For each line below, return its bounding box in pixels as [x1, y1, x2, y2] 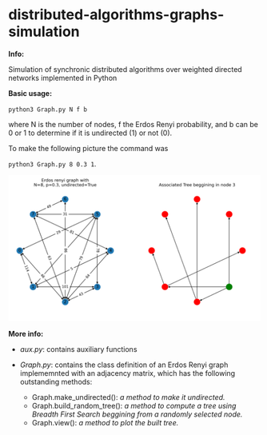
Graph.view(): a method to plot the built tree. [31, 418, 179, 428]
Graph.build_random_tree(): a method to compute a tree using [31, 401, 237, 411]
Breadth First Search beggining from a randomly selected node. [31, 409, 243, 419]
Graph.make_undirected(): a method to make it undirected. [31, 393, 225, 402]
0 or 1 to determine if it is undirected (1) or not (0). [8, 128, 173, 138]
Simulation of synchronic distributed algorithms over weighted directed [8, 64, 242, 74]
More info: [8, 329, 44, 339]
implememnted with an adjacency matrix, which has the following [19, 369, 236, 378]
